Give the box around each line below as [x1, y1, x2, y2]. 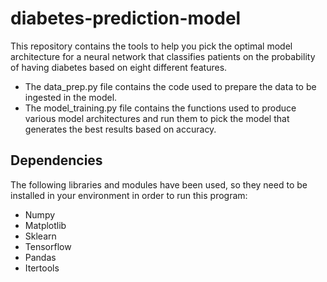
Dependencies [10, 152, 103, 169]
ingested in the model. [24, 91, 118, 103]
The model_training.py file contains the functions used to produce [24, 102, 297, 114]
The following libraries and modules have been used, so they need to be [10, 178, 308, 191]
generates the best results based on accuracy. [24, 123, 217, 135]
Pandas [24, 251, 57, 263]
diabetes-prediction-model [10, 7, 242, 30]
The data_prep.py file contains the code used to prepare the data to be [24, 80, 317, 92]
